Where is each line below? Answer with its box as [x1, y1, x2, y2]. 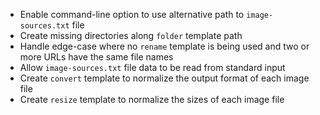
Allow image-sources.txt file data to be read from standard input [19, 62, 286, 73]
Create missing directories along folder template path [19, 30, 243, 41]
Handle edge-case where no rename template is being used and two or [19, 40, 310, 52]
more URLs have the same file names [19, 51, 174, 63]
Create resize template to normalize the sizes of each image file [19, 94, 285, 105]
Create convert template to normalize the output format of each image [19, 72, 310, 84]
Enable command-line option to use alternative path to [19, 9, 245, 20]
